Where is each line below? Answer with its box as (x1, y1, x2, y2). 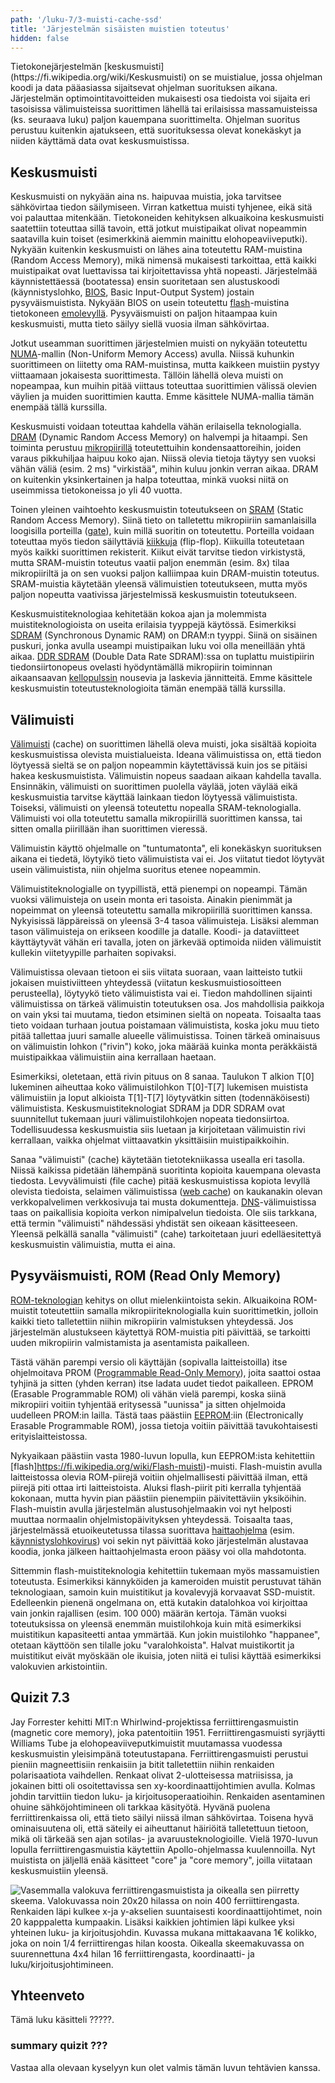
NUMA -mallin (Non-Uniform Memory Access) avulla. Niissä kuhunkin (10, 348, 295, 360)
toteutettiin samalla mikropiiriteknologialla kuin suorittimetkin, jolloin (39, 1304, 319, 1316)
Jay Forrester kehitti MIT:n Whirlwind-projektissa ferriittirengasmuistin (10, 1716, 299, 1728)
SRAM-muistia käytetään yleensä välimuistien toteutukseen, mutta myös (10, 578, 308, 590)
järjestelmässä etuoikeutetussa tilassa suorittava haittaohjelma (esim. (10, 1524, 295, 1536)
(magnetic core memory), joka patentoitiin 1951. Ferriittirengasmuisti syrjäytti (10, 1726, 326, 1738)
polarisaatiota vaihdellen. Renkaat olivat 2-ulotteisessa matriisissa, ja (10, 1769, 293, 1781)
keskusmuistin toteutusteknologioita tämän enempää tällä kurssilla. (10, 682, 286, 695)
